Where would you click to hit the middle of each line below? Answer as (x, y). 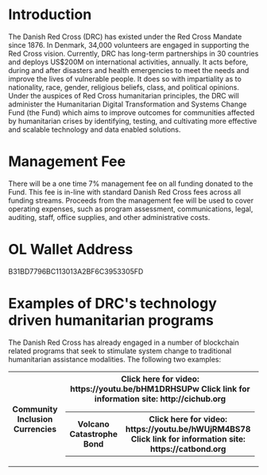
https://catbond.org (188, 449)
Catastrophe (93, 434)
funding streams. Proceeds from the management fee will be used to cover (131, 200)
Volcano (93, 424)
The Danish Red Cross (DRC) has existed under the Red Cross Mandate (125, 37)
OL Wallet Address (71, 250)
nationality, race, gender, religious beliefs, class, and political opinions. (124, 87)
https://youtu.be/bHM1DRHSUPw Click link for (160, 388)
